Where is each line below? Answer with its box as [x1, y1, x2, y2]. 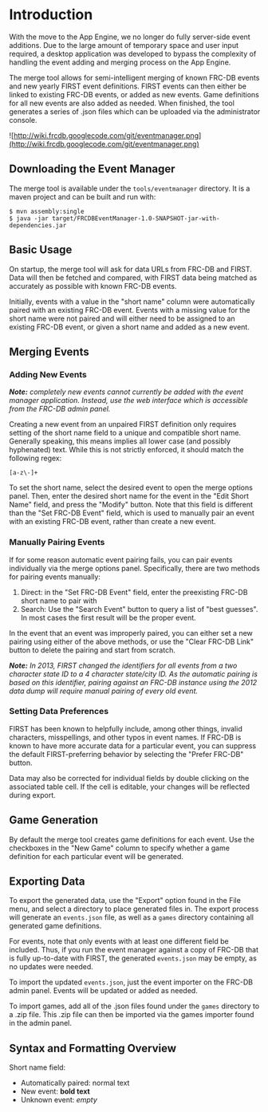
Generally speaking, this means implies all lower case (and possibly [9, 436, 231, 446]
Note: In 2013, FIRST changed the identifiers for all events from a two [9, 660, 238, 670]
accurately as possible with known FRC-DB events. [9, 281, 177, 290]
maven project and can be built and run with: [9, 191, 156, 201]
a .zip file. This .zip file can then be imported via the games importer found [9, 1010, 254, 1019]
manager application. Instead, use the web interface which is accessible [9, 396, 248, 405]
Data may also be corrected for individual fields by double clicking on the [9, 773, 250, 783]
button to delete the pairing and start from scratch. [9, 645, 176, 655]
